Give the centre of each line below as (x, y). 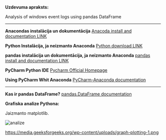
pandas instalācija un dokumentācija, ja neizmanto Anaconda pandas (78, 55)
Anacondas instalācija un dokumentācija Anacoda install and (68, 31)
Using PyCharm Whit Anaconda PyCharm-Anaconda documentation (76, 80)
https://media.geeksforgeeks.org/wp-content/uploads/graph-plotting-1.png (82, 132)
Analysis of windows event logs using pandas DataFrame (63, 17)
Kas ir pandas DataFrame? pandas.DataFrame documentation (68, 94)
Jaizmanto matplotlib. (27, 113)
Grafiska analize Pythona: (32, 104)
